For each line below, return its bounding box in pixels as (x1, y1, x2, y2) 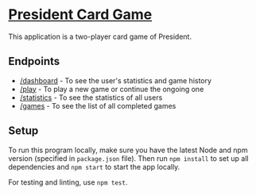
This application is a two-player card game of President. (8, 32, 192, 41)
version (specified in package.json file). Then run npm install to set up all (8, 153, 249, 163)
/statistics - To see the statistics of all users (19, 93, 163, 102)
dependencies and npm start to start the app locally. (8, 162, 180, 171)
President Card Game (8, 6, 153, 24)
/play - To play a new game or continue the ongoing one (19, 84, 204, 94)
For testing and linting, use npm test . (8, 177, 128, 187)
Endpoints (8, 55, 60, 68)
